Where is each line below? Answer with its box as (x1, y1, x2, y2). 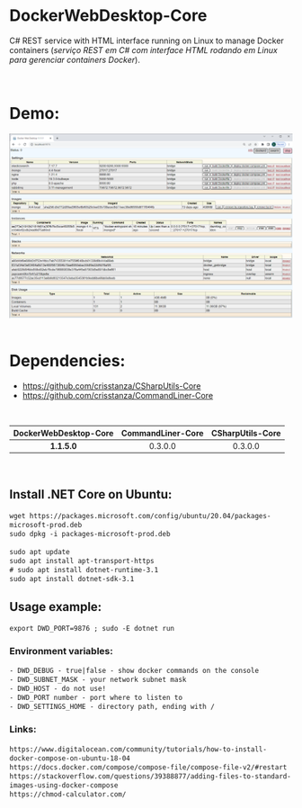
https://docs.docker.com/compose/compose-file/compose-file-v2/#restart (9, 762, 288, 772)
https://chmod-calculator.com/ (9, 789, 127, 799)
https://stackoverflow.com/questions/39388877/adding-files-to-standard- (9, 771, 292, 781)
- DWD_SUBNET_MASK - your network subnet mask (9, 676, 187, 685)
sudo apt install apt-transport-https (9, 557, 155, 566)
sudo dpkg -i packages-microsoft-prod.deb (9, 530, 171, 539)
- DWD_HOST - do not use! (9, 685, 106, 694)
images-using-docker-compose (9, 780, 119, 790)
